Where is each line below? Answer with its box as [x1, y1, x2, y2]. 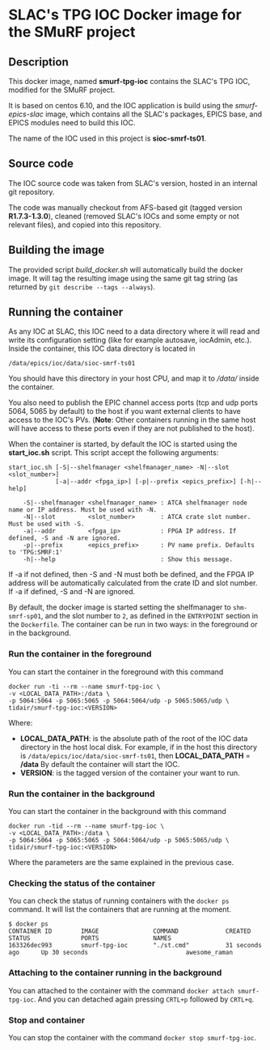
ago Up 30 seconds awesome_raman [8, 948, 233, 957]
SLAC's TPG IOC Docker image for [8, 6, 243, 24]
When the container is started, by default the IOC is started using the [8, 439, 238, 449]
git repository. [8, 187, 55, 196]
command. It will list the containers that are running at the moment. [8, 905, 232, 914]
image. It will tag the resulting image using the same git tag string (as [8, 273, 238, 283]
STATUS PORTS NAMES [8, 934, 172, 942]
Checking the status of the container [8, 877, 156, 888]
